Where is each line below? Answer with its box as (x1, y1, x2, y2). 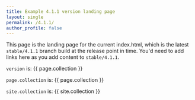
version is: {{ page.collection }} (6, 65, 83, 72)
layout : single (6, 14, 44, 20)
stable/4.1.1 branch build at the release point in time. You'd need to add (6, 48, 184, 55)
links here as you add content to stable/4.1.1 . (6, 54, 120, 61)
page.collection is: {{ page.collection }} (6, 76, 104, 84)
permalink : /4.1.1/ (6, 19, 55, 25)
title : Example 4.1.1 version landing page (6, 8, 116, 15)
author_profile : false (6, 25, 62, 31)
